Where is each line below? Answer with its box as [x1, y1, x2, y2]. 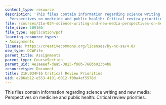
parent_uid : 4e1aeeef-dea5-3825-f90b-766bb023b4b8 [5, 62, 112, 67]
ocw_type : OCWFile [5, 48, 43, 53]
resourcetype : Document [5, 67, 54, 72]
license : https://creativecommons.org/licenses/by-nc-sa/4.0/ [5, 44, 136, 49]
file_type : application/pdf [5, 30, 63, 35]
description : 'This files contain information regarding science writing [5, 12, 161, 17]
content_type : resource [5, 7, 54, 12]
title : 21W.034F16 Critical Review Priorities [5, 71, 103, 76]
